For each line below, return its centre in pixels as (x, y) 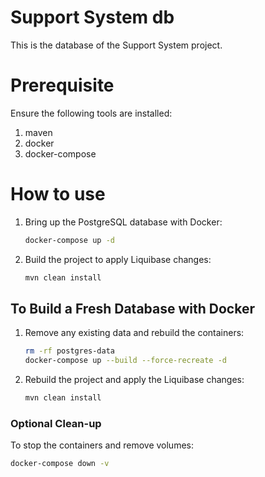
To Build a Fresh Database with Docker (132, 308)
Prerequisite (62, 85)
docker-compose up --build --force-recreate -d (126, 361)
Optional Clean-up (56, 423)
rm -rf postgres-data (70, 351)
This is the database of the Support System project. (116, 45)
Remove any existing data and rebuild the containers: (134, 333)
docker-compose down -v (60, 464)
